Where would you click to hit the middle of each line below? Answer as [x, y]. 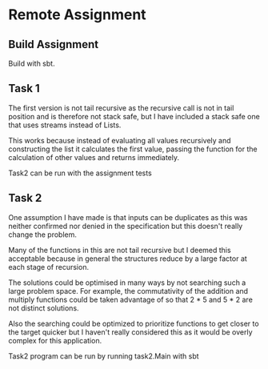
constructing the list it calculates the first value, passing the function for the [133, 149]
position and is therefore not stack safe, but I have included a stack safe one [134, 116]
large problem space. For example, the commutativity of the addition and [128, 291]
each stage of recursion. [49, 267]
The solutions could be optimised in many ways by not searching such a [127, 283]
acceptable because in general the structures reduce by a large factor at [128, 259]
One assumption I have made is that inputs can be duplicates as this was [128, 217]
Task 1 [24, 88]
